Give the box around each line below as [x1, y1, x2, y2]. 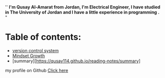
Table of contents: [5, 32, 81, 43]
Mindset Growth [12, 53, 45, 58]
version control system [12, 47, 59, 53]
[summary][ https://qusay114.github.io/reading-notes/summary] [12, 58, 141, 64]
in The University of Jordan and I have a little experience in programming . [5, 9, 160, 15]
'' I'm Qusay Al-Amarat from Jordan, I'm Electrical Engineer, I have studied [5, 4, 161, 10]
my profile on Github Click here [5, 67, 68, 73]
